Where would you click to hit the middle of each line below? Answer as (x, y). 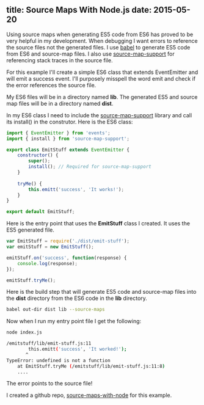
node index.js (24, 332)
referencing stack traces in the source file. (60, 60)
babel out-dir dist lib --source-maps (56, 310)
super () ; (39, 161)
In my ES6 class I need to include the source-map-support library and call (99, 115)
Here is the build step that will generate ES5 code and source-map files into (101, 292)
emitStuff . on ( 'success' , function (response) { (67, 258)
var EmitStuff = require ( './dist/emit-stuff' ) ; (68, 241)
